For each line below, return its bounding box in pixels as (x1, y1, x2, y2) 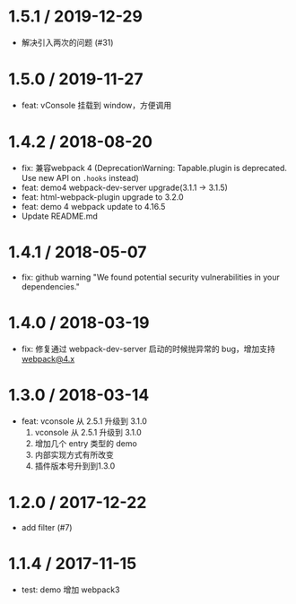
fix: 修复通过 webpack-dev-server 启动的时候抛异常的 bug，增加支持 (21, 343, 275, 354)
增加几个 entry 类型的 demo (34, 437, 138, 449)
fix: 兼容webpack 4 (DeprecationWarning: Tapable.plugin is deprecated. (21, 162, 288, 173)
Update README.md (21, 211, 98, 221)
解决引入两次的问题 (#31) (21, 37, 114, 47)
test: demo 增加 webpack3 (21, 584, 120, 595)
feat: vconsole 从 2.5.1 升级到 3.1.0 (21, 415, 147, 427)
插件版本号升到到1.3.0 (34, 460, 116, 471)
